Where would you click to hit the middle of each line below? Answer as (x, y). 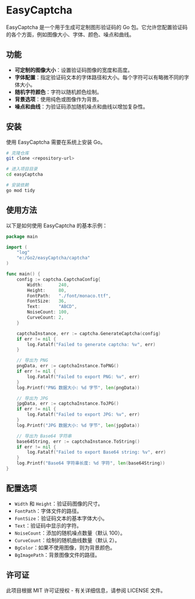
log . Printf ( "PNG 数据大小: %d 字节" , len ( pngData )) (78, 388)
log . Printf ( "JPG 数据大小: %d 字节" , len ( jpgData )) (78, 425)
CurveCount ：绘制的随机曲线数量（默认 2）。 (67, 540)
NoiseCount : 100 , (48, 312)
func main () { (23, 274)
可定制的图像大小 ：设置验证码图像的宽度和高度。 (73, 70)
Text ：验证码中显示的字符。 (48, 525)
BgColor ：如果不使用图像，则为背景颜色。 (65, 547)
